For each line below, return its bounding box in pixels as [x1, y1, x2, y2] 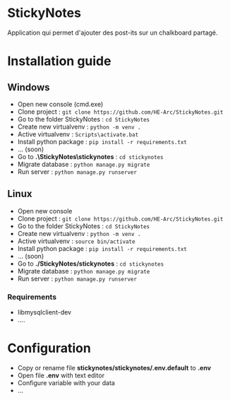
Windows [7, 81, 50, 93]
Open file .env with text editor [17, 371, 104, 380]
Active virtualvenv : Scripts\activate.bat [17, 129, 139, 139]
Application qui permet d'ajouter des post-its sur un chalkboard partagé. [7, 28, 218, 37]
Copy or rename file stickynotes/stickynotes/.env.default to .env [17, 363, 212, 372]
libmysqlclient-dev [17, 308, 72, 317]
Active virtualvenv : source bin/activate [17, 237, 135, 245]
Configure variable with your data [17, 378, 115, 387]
